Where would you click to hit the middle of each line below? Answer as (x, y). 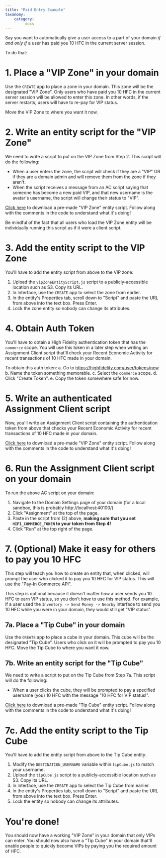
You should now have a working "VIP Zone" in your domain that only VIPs (80, 835)
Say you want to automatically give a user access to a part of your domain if (83, 38)
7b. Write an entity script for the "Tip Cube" (74, 663)
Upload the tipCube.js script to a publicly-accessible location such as (84, 775)
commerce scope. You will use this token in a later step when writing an (77, 347)
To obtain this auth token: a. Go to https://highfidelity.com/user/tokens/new (82, 368)
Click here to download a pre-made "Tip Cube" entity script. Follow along (80, 705)
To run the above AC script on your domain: (50, 493)
